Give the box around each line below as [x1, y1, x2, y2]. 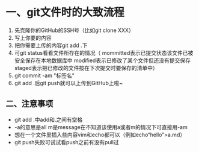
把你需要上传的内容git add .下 [14, 42, 88, 49]
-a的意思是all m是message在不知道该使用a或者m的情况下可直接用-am [14, 123, 188, 130]
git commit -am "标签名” [14, 72, 75, 79]
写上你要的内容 [14, 34, 52, 41]
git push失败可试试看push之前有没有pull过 [14, 138, 119, 145]
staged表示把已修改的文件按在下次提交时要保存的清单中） [14, 64, 159, 71]
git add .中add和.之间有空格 [14, 116, 83, 123]
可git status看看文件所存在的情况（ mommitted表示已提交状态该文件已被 [14, 49, 194, 56]
